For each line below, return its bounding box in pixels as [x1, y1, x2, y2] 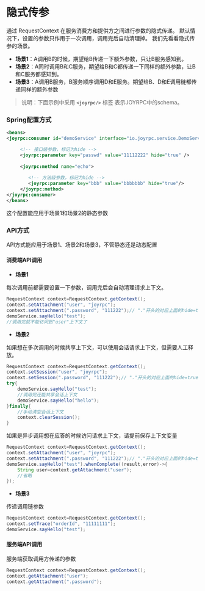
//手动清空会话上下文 [17, 408, 64, 415]
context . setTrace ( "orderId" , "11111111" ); [6, 521, 116, 527]
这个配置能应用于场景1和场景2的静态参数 [6, 209, 109, 217]
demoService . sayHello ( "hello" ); [17, 397, 99, 404]
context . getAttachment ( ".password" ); [6, 578, 103, 585]
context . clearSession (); [17, 415, 81, 421]
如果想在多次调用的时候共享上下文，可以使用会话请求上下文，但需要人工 [6, 343, 188, 351]
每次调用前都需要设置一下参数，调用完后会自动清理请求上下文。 [6, 284, 167, 291]
